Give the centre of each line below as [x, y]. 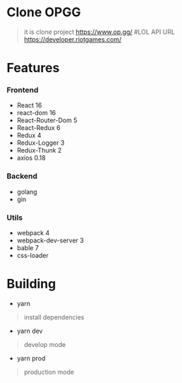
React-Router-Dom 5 [47, 120]
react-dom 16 [36, 113]
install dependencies [54, 317]
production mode [49, 372]
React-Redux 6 [38, 128]
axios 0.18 [31, 158]
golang [27, 191]
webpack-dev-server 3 [50, 240]
